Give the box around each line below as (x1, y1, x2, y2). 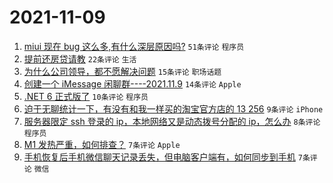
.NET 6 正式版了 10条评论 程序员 (23, 90, 149, 102)
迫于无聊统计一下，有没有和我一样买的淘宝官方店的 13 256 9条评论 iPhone (23, 102, 324, 115)
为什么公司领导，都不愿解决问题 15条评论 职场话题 (23, 65, 222, 77)
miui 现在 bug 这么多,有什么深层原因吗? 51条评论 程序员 (23, 40, 245, 52)
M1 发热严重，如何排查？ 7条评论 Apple (23, 138, 181, 150)
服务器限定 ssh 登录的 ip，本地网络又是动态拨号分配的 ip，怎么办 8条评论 (23, 115, 321, 127)
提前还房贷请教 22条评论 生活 (23, 52, 137, 65)
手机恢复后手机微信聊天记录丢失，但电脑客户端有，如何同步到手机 (23, 151, 296, 163)
